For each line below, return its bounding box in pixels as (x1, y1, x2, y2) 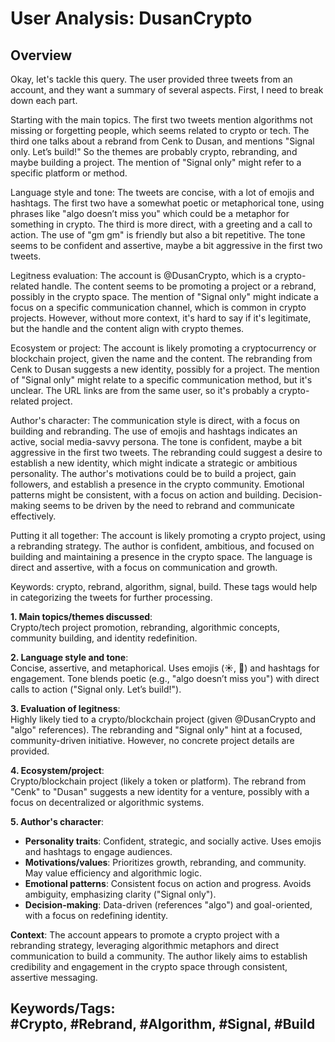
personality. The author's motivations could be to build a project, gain (10, 468, 297, 479)
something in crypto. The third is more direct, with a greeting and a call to (10, 218, 313, 230)
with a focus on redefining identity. (24, 910, 169, 921)
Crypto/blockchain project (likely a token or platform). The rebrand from (10, 775, 307, 787)
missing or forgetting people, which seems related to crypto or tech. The (10, 125, 310, 136)
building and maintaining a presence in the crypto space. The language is (10, 551, 313, 562)
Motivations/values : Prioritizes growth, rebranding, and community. (24, 857, 307, 868)
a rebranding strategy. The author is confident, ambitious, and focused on (10, 540, 315, 552)
